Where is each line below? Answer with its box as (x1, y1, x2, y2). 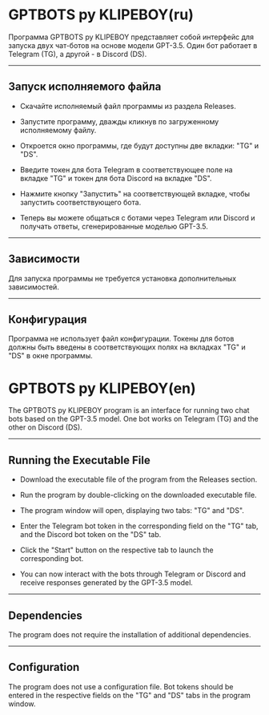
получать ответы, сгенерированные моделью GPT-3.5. (19, 221, 208, 231)
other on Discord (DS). (8, 422, 82, 432)
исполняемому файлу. (19, 125, 97, 135)
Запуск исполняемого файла (8, 80, 162, 94)
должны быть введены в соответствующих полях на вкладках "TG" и (8, 342, 246, 352)
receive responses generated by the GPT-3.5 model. (19, 578, 194, 588)
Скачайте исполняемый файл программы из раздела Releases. (19, 101, 236, 111)
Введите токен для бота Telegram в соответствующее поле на (19, 164, 234, 174)
